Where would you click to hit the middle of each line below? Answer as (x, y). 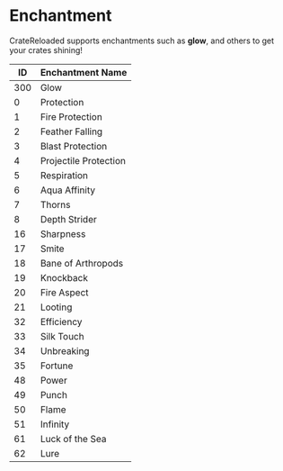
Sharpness (63, 233)
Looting (56, 307)
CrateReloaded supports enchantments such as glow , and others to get (142, 41)
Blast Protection (74, 146)
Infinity (55, 424)
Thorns (55, 204)
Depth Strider (68, 219)
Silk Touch (62, 336)
